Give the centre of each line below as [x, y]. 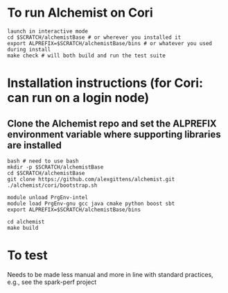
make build [23, 228]
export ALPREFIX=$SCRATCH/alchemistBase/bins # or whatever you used [110, 43]
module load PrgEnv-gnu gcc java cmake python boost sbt [91, 203]
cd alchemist [26, 221]
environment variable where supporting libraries [114, 134]
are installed [35, 145]
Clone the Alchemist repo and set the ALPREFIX [112, 123]
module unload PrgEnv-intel [48, 197]
